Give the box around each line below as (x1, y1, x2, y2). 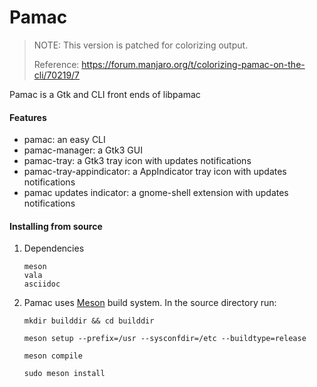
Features (9, 111, 47, 123)
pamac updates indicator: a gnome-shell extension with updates (23, 187, 289, 199)
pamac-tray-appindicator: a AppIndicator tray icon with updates (23, 166, 287, 178)
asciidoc (23, 279, 61, 290)
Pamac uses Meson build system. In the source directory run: (23, 297, 277, 309)
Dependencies (23, 242, 85, 255)
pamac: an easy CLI (23, 134, 106, 146)
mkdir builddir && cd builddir (23, 316, 155, 326)
